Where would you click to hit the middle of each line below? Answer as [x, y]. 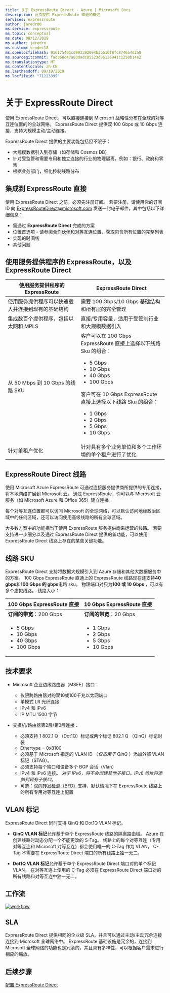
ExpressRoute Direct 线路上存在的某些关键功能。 [56, 541]
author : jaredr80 [24, 24]
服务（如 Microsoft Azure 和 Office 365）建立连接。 [59, 500]
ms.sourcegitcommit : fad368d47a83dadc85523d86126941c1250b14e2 [73, 57]
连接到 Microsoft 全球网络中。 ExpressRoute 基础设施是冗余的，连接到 [78, 941]
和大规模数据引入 [101, 327]
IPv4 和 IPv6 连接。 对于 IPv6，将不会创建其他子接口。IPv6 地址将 [89, 773]
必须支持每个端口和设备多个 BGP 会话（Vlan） [68, 766]
